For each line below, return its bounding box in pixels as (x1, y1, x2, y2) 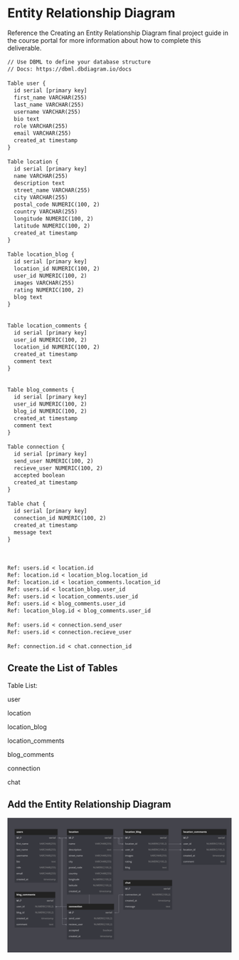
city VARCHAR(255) (14, 194, 69, 201)
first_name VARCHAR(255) (14, 94, 87, 101)
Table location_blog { (7, 251, 75, 258)
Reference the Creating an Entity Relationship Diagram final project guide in (7, 29, 229, 37)
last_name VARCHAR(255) (14, 101, 84, 108)
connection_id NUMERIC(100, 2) (14, 515, 107, 522)
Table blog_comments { (7, 386, 75, 393)
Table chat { (7, 500, 46, 507)
